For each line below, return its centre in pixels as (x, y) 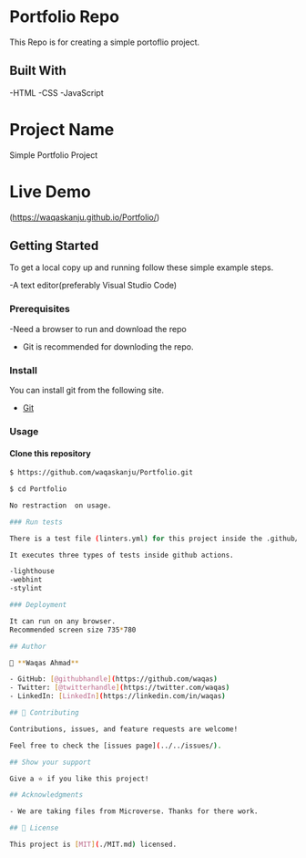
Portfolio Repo (65, 17)
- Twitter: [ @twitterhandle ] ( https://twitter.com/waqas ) (120, 688)
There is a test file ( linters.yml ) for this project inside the (136, 539)
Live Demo (50, 191)
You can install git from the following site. (87, 391)
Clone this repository (50, 453)
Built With (38, 71)
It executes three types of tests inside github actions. (122, 555)
